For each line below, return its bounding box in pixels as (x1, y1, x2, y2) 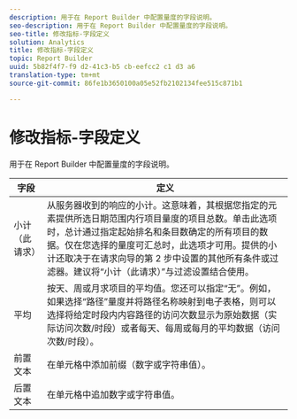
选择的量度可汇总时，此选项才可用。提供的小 (91, 238, 278, 251)
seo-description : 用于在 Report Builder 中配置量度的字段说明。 (9, 21, 232, 30)
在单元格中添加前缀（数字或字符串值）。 (47, 358, 211, 370)
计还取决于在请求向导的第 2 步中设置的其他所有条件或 (47, 252, 270, 264)
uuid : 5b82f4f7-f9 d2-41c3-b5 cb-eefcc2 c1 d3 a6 (9, 63, 196, 72)
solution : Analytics (9, 37, 86, 47)
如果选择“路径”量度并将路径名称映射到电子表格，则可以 (47, 295, 277, 307)
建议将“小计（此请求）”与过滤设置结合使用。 (73, 265, 255, 277)
